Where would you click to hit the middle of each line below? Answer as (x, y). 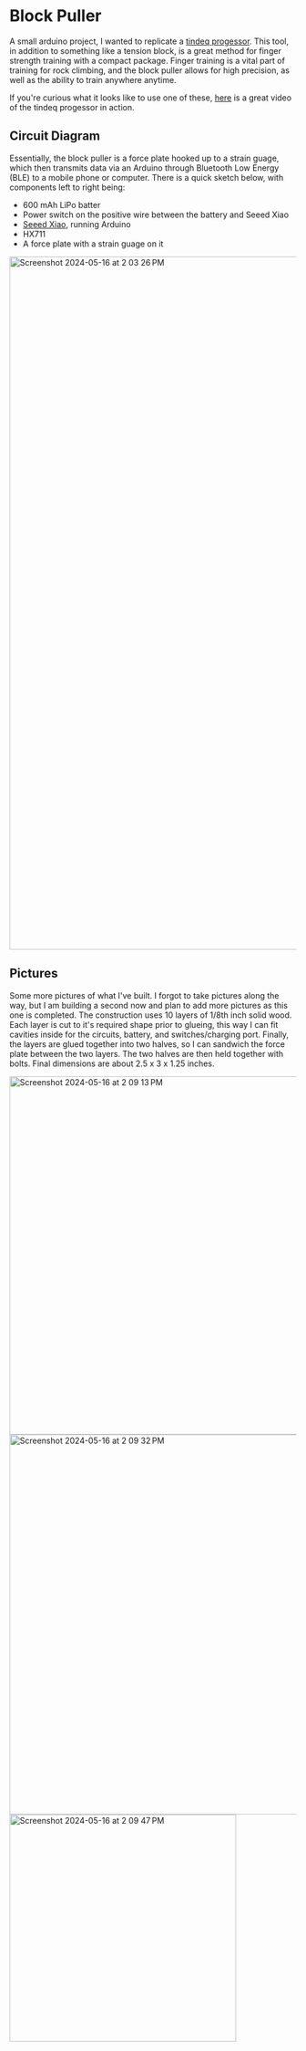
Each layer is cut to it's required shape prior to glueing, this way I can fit (144, 1024)
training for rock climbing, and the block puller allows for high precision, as (149, 70)
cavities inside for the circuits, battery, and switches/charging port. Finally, (149, 1034)
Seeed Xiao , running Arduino (76, 224)
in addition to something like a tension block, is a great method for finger (146, 50)
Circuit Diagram (55, 136)
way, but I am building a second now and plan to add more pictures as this (149, 1005)
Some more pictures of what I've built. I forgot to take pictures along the (144, 995)
